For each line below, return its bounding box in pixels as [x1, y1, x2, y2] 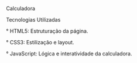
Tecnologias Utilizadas [6, 16, 61, 23]
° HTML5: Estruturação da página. [6, 27, 88, 34]
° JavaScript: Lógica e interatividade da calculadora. [6, 50, 132, 57]
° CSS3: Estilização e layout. [6, 39, 74, 45]
